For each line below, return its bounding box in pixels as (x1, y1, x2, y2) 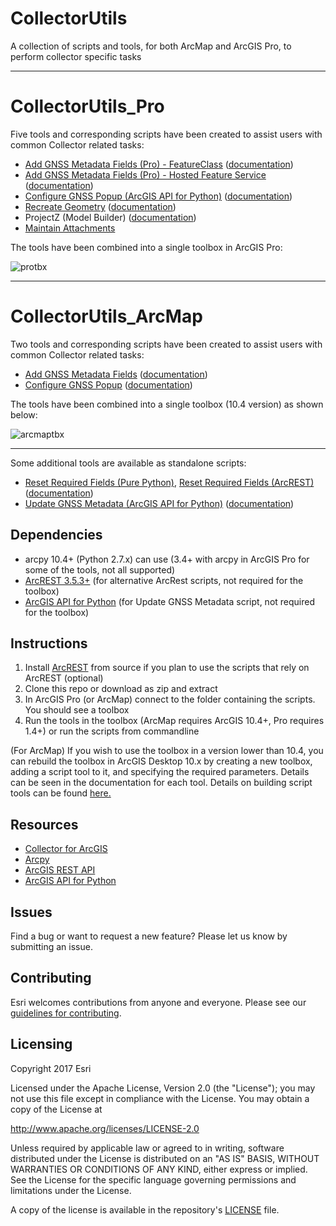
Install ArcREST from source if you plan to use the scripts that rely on (24, 662, 310, 674)
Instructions (10, 635, 88, 652)
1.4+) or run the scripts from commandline (24, 725, 200, 737)
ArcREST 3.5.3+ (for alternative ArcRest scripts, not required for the (24, 574, 304, 586)
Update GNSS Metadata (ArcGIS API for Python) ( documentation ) (24, 497, 295, 509)
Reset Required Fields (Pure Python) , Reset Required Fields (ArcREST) (24, 476, 315, 488)
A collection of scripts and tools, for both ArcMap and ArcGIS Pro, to (10, 40, 292, 52)
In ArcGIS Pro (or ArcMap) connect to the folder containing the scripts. (24, 693, 316, 706)
